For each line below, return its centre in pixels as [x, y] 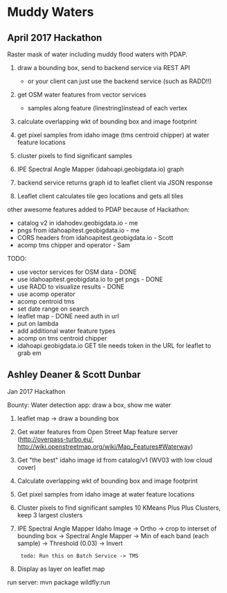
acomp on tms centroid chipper [62, 338]
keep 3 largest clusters [50, 515]
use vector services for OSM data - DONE [77, 272]
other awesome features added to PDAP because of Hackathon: [99, 209]
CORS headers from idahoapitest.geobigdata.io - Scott [95, 238]
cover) [27, 467]
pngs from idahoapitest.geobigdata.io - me [78, 230]
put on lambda [38, 324]
